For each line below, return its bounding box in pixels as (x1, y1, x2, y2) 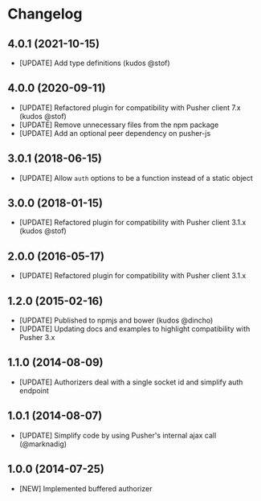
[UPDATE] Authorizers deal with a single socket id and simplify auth (18, 377, 243, 387)
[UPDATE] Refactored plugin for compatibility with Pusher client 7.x (18, 102, 242, 113)
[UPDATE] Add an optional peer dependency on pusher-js (18, 128, 211, 138)
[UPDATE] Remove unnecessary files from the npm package (18, 120, 219, 129)
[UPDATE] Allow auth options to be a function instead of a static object (18, 173, 254, 183)
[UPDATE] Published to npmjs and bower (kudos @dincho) (18, 315, 214, 326)
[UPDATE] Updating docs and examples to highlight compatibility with (18, 324, 251, 334)
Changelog (7, 5, 83, 23)
